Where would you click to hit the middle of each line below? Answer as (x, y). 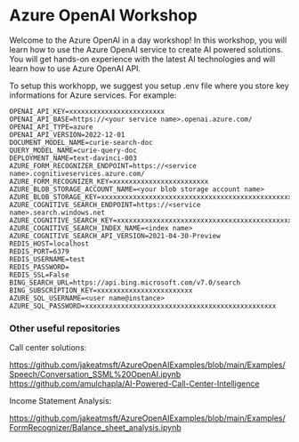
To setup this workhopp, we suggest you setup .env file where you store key (149, 85)
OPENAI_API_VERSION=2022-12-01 (67, 134)
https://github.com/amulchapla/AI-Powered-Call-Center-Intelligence (134, 384)
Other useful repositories (65, 328)
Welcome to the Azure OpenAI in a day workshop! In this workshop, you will (148, 40)
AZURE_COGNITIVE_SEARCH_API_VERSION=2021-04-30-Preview (115, 236)
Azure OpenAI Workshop (103, 16)
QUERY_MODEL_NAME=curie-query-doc (73, 150)
